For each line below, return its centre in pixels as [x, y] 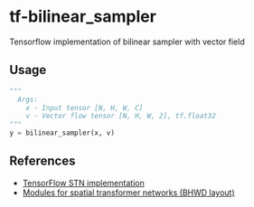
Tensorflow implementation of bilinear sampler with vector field [127, 42]
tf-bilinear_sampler [83, 17]
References [42, 161]
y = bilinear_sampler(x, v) [62, 133]
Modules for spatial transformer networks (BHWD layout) [128, 193]
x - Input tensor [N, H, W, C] [85, 108]
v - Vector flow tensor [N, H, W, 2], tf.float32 [121, 116]
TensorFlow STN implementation [83, 183]
